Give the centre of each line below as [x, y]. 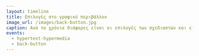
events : [16, 33]
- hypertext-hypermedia [41, 38]
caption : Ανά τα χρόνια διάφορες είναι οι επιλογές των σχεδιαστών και [96, 28]
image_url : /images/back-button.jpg [51, 22]
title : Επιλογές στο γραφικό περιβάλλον [57, 17]
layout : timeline [28, 11]
